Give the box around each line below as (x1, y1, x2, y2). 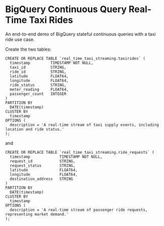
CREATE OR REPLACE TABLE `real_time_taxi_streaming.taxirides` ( (5, 56, 145, 61)
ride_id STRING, (10, 69, 67, 74)
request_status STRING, (10, 163, 76, 168)
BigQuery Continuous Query (5, 4, 127, 15)
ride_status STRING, (10, 82, 67, 87)
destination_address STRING (10, 176, 73, 182)
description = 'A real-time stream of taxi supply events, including (10, 122, 159, 127)
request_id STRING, (10, 158, 76, 164)
